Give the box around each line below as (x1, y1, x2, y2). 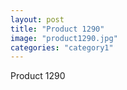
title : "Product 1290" (10, 24, 105, 34)
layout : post (10, 14, 65, 25)
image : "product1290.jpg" (10, 33, 118, 43)
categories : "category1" (10, 42, 114, 53)
